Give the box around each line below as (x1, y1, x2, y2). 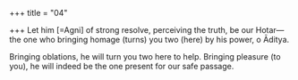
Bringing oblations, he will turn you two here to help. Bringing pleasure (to (9, 52, 281, 61)
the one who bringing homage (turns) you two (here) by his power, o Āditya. (9, 35, 290, 44)
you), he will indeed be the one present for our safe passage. (9, 61, 234, 71)
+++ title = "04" (9, 8, 68, 18)
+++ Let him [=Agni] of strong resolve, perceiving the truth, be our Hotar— (9, 25, 285, 35)
